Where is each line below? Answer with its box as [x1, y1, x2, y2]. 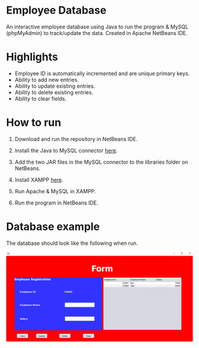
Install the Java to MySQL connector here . [14, 146, 118, 154]
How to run [6, 116, 62, 129]
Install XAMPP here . [14, 176, 63, 183]
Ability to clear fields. [14, 95, 67, 102]
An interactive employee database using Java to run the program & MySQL [6, 23, 188, 30]
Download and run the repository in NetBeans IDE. [14, 135, 138, 142]
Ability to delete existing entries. [14, 88, 94, 95]
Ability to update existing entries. [14, 82, 95, 90]
